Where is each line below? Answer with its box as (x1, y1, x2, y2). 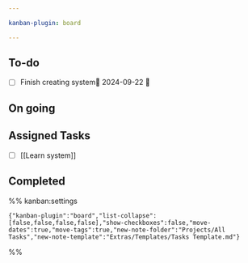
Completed (8, 175, 66, 189)
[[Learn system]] (19, 151, 77, 160)
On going (8, 101, 56, 115)
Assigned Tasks (8, 129, 91, 142)
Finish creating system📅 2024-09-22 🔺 (19, 78, 151, 87)
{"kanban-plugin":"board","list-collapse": (8, 211, 158, 219)
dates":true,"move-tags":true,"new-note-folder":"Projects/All (8, 226, 226, 234)
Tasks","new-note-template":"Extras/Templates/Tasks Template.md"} (8, 232, 241, 241)
